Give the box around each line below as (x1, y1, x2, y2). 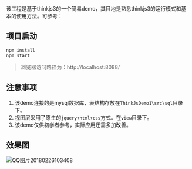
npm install (6, 47, 35, 53)
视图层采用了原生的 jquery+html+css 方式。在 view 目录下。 (14, 114, 153, 121)
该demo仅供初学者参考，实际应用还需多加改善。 (14, 121, 132, 128)
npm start (6, 52, 31, 58)
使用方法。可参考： (16, 12, 63, 19)
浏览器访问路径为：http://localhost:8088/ (20, 64, 120, 71)
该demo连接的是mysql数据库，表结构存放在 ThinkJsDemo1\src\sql (14, 99, 173, 106)
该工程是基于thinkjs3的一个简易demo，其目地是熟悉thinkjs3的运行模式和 (6, 5, 181, 12)
